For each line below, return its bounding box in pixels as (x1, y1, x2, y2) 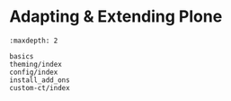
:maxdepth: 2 (9, 36, 58, 45)
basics (9, 51, 34, 60)
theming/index (9, 60, 63, 69)
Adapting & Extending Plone (9, 6, 223, 27)
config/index (9, 68, 58, 77)
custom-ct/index (9, 83, 70, 92)
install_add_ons (9, 75, 70, 85)
